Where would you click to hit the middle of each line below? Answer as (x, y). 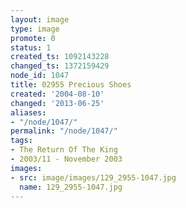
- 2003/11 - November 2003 (66, 159)
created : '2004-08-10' (57, 94)
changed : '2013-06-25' (57, 103)
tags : (21, 141)
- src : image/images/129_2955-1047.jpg (93, 177)
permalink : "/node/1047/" (64, 131)
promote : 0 (33, 38)
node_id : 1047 (40, 76)
